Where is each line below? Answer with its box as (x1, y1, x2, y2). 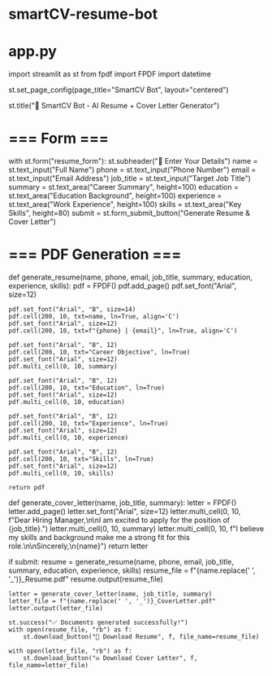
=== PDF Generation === (8, 245, 182, 264)
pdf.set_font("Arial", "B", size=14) (8, 306, 136, 314)
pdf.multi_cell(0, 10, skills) (8, 469, 114, 477)
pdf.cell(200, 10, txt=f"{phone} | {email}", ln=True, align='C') (8, 327, 238, 335)
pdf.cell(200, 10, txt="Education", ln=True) (8, 384, 165, 392)
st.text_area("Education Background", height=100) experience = (8, 191, 222, 200)
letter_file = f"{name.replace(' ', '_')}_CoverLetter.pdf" (8, 597, 217, 605)
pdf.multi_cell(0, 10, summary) (8, 363, 118, 371)
